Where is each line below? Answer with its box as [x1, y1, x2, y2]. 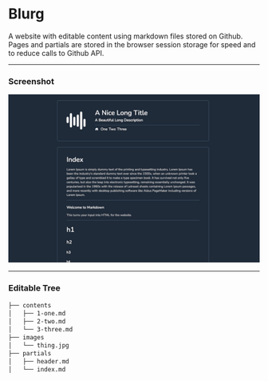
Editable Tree [8, 282, 61, 293]
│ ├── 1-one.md [8, 310, 66, 318]
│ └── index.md [8, 366, 66, 374]
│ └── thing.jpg [8, 342, 69, 350]
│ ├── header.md [8, 358, 69, 366]
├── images [8, 334, 45, 342]
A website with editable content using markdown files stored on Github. [8, 31, 243, 41]
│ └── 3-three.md [8, 326, 73, 334]
